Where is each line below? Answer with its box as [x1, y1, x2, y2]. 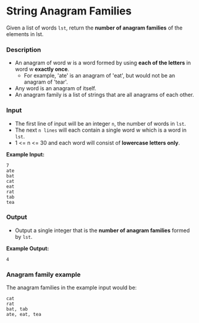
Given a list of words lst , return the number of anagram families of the [6, 24, 183, 31]
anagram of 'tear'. [23, 78, 68, 85]
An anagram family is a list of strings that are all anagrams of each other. [14, 91, 194, 99]
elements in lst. [6, 30, 44, 37]
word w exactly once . [14, 66, 70, 73]
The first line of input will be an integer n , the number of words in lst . [14, 120, 186, 127]
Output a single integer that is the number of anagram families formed [14, 227, 190, 234]
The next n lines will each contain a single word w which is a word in [14, 126, 187, 134]
